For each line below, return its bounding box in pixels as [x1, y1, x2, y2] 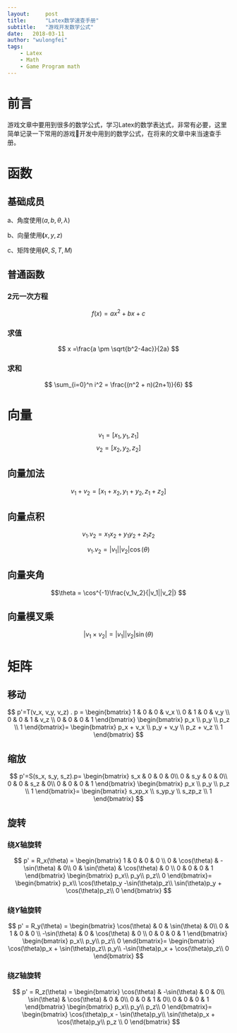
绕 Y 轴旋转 [7, 905, 42, 915]
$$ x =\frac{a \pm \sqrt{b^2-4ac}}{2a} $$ [57, 344, 180, 354]
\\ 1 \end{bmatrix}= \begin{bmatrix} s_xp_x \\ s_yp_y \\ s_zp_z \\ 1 [25, 787, 212, 795]
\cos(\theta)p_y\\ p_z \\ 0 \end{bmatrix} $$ [56, 1017, 181, 1026]
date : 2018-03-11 [7, 30, 65, 37]
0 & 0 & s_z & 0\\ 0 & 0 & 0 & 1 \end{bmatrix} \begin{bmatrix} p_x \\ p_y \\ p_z [7, 779, 230, 788]
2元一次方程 [7, 291, 49, 301]
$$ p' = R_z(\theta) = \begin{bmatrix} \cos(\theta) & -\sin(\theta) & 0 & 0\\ [12, 987, 225, 996]
